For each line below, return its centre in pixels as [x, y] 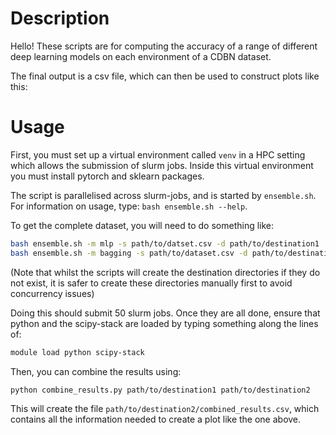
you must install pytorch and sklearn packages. [107, 176]
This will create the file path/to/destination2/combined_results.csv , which [165, 409]
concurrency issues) [52, 293]
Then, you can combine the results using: [96, 371]
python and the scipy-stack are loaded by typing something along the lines [164, 323]
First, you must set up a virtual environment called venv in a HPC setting [158, 154]
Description [60, 18]
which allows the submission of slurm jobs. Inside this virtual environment [162, 165]
